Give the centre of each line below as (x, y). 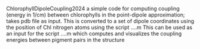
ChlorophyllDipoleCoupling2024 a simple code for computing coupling (93, 9)
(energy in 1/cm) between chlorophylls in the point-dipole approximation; (96, 15)
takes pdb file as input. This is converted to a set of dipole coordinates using (100, 21)
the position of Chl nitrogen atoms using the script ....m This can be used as (99, 27)
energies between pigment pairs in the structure (65, 40)
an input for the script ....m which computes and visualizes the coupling (94, 34)
